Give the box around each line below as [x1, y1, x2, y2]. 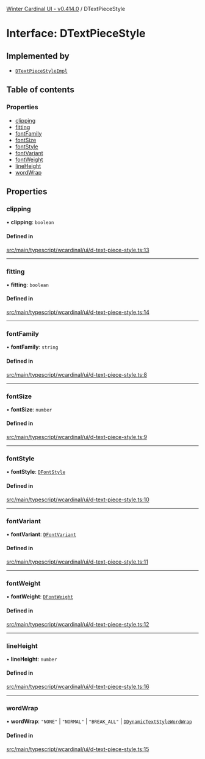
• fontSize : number [6, 405, 52, 413]
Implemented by [6, 51, 70, 61]
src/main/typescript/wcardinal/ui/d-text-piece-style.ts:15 [6, 745, 149, 753]
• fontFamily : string [6, 343, 59, 350]
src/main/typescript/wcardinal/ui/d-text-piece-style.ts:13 [6, 246, 149, 253]
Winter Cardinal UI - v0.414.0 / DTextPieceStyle [6, 5, 126, 12]
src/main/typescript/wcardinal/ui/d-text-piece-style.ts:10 [6, 496, 149, 503]
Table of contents [6, 85, 74, 95]
